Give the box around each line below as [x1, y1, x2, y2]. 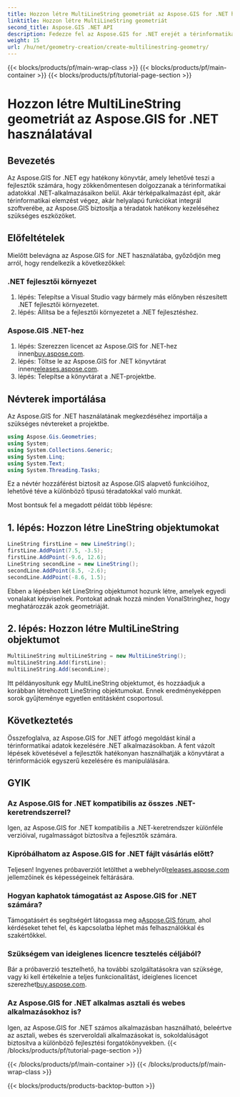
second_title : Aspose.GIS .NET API [7, 24, 114, 31]
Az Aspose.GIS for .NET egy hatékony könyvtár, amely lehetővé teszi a [7, 174, 216, 182]
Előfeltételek [7, 232, 66, 244]
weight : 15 [7, 37, 40, 44]
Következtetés [7, 715, 74, 727]
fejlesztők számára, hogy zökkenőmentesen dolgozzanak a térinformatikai [7, 181, 226, 189]
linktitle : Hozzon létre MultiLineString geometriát [7, 17, 168, 24]
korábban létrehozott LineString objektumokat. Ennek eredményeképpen [7, 686, 221, 695]
